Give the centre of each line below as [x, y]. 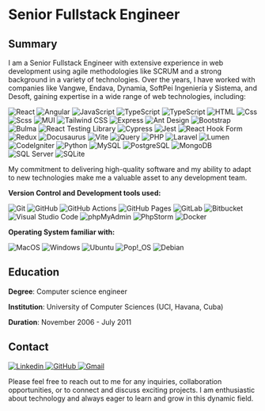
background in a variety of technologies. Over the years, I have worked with [132, 80]
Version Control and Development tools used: [85, 193]
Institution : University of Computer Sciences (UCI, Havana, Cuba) [116, 306]
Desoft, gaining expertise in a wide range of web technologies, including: [127, 96]
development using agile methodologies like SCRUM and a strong [115, 71]
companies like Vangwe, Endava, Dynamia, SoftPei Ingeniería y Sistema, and [132, 88]
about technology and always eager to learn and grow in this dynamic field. [131, 398]
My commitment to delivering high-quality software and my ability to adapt [130, 169]
